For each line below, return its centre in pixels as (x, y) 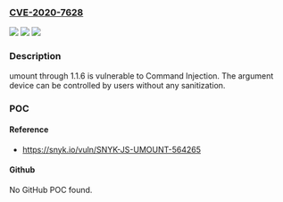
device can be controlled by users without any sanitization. (117, 85)
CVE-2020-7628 (46, 13)
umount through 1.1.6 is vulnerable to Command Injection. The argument (141, 76)
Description (35, 56)
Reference (29, 130)
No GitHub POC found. (51, 189)
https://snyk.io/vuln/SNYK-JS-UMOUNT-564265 (111, 149)
